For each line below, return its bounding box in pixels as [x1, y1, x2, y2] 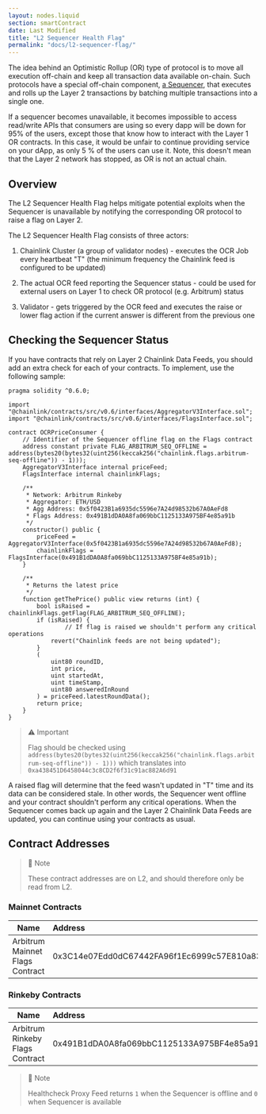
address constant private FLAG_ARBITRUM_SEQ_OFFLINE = [22, 442, 207, 450]
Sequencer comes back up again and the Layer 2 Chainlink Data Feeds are [8, 805, 252, 815]
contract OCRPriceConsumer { [8, 428, 104, 437]
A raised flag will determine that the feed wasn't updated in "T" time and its [8, 780, 254, 790]
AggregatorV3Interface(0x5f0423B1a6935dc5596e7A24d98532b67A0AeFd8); [8, 539, 243, 548]
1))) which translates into [102, 757, 187, 767]
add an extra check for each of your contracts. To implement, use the [8, 363, 235, 372]
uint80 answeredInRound [50, 685, 129, 693]
